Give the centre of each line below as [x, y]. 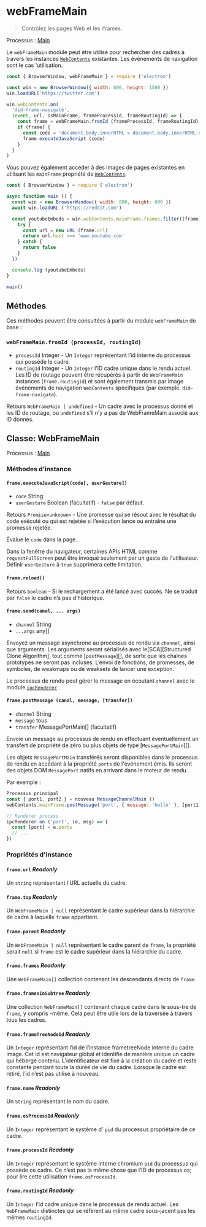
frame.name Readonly [33, 1088]
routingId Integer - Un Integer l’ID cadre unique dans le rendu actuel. [103, 368]
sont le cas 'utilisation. [35, 65]
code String [29, 496]
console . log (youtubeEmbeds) [49, 270]
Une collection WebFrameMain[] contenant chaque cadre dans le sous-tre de [101, 1007]
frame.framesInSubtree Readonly [48, 993]
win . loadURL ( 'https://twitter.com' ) [53, 93]
